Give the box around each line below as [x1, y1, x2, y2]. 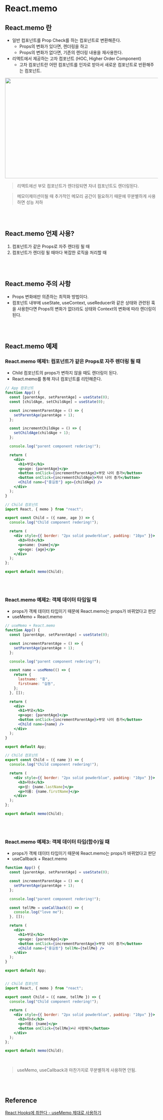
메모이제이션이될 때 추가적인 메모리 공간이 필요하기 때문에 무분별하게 [16, 193, 147, 199]
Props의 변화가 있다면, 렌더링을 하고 [19, 43, 88, 49]
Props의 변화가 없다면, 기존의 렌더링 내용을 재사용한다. [19, 50, 123, 55]
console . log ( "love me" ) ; [14, 910, 64, 915]
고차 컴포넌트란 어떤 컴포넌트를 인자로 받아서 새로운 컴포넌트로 [19, 62, 137, 67]
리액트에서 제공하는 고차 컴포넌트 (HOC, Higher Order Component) [12, 56, 142, 61]
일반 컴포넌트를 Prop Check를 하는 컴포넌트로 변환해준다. [12, 38, 121, 43]
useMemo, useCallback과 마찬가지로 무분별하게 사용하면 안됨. [16, 1067, 137, 1073]
